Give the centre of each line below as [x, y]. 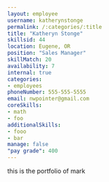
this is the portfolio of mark [46, 171]
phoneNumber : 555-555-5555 [47, 92]
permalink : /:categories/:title [54, 27]
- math [17, 112]
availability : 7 [31, 66]
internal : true [30, 72]
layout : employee [33, 14]
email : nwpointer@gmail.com [49, 99]
